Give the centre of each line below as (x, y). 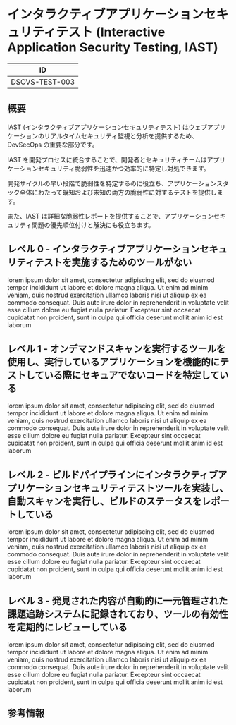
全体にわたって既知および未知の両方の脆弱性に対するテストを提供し (118, 192)
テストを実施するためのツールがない (113, 263)
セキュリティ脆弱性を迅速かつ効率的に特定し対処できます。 (124, 168)
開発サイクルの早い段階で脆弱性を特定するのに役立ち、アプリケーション (112, 183)
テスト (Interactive (111, 32)
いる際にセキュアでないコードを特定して (132, 375)
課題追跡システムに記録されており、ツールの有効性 (118, 614)
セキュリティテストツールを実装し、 (150, 488)
